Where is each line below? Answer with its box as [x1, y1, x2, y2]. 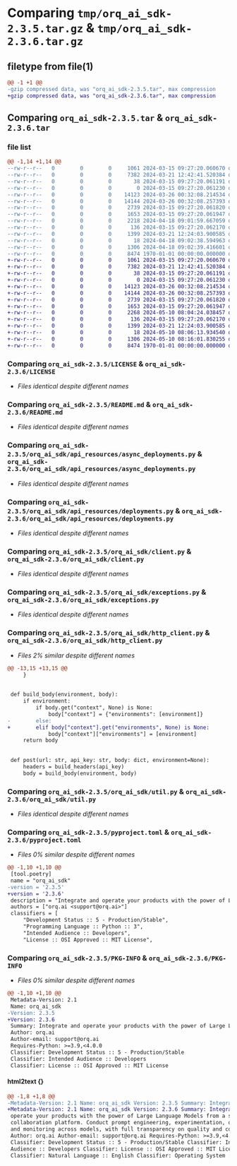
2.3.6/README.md [7, 408, 63, 416]
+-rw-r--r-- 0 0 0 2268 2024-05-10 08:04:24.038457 [7, 309, 226, 316]
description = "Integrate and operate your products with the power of [10, 897, 226, 904]
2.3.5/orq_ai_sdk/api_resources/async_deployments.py [7, 451, 196, 458]
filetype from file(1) [7, 60, 94, 72]
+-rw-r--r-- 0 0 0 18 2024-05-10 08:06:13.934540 [7, 329, 226, 336]
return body [23, 737, 59, 744]
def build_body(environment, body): [10, 691, 119, 698]
